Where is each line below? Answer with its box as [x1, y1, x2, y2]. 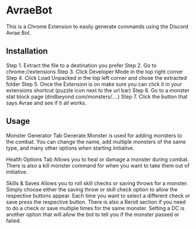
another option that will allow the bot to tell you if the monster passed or [6, 211, 180, 218]
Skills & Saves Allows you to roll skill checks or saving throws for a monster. [6, 180, 188, 187]
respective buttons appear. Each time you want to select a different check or [6, 192, 190, 199]
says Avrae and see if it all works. [6, 99, 87, 106]
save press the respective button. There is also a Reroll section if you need [6, 198, 186, 206]
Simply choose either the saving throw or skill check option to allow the [6, 186, 178, 193]
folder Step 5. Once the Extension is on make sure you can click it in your [6, 80, 183, 87]
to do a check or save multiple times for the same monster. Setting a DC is [6, 204, 185, 211]
